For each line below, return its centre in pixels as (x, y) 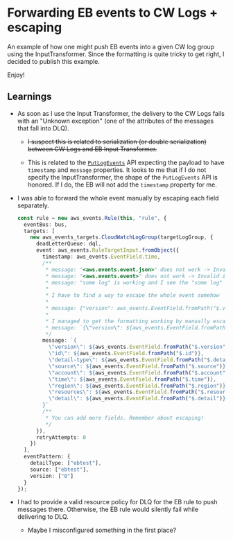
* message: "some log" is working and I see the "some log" (134, 282)
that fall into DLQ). (43, 128)
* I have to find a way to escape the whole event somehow (132, 295)
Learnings (29, 97)
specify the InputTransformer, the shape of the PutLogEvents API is (123, 177)
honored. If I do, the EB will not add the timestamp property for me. (122, 184)
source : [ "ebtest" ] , (60, 470)
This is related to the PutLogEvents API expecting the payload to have (126, 162)
